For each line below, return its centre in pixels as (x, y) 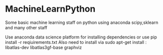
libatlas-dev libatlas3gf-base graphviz (43, 47)
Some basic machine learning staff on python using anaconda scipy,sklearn (82, 22)
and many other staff (26, 27)
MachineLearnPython (50, 9)
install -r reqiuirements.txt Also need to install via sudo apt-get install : (76, 42)
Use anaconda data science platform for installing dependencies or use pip (81, 37)
